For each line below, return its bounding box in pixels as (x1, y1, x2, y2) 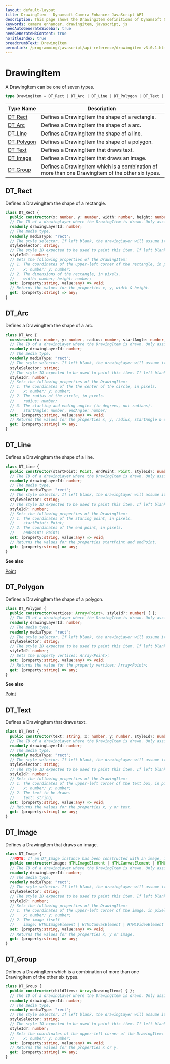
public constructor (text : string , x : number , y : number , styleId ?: (10, 734, 155, 739)
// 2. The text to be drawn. (10, 790, 71, 795)
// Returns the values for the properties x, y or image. (10, 932, 135, 937)
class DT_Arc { (5, 332, 37, 338)
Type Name (8, 105, 36, 112)
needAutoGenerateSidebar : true (5, 26, 71, 31)
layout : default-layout (5, 7, 56, 13)
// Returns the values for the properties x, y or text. (10, 805, 133, 810)
